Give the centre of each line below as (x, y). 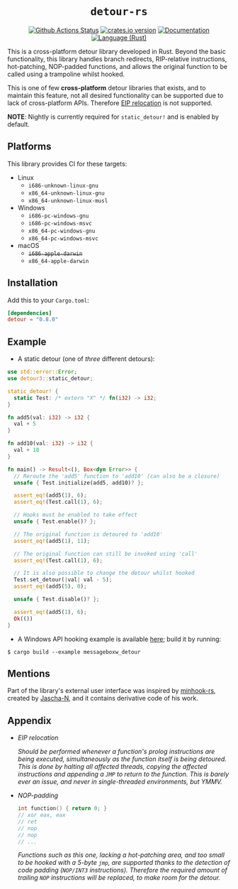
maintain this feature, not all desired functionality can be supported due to (115, 95)
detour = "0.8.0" (33, 320)
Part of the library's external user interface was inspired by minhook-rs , (112, 691)
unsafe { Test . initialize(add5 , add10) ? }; (79, 483)
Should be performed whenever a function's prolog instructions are (116, 752)
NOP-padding (38, 796)
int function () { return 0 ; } (62, 809)
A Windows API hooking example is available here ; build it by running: (119, 639)
